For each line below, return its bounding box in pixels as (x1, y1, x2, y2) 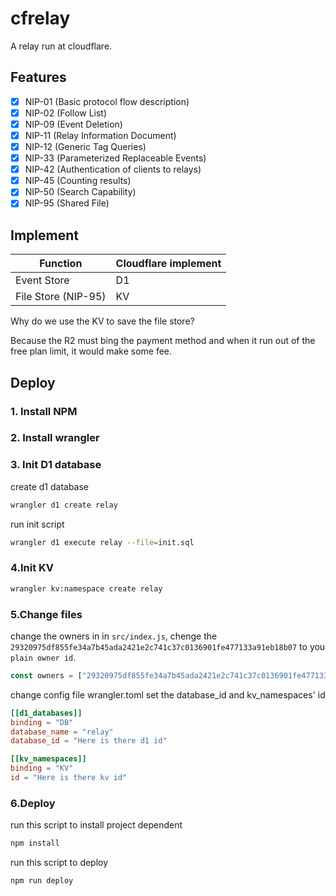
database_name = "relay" (10, 727, 114, 737)
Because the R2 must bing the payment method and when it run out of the (10, 335, 316, 347)
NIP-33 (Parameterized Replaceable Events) (24, 152, 207, 164)
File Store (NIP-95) (15, 290, 107, 304)
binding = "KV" (10, 763, 74, 774)
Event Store (15, 273, 70, 287)
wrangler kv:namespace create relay (10, 583, 163, 594)
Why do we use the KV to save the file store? (10, 315, 195, 327)
